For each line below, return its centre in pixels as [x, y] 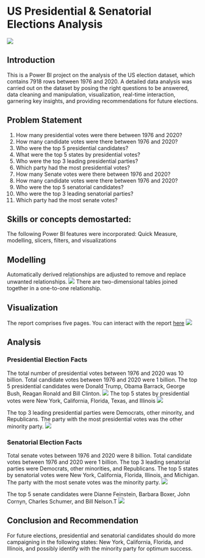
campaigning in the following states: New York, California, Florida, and [95, 542]
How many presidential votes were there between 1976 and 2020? [99, 135]
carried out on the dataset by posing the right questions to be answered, [98, 88]
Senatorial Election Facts [45, 442]
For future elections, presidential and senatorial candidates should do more [101, 535]
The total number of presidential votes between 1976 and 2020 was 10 [95, 373]
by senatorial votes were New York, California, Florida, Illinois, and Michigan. [103, 475]
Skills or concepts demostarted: [69, 219]
